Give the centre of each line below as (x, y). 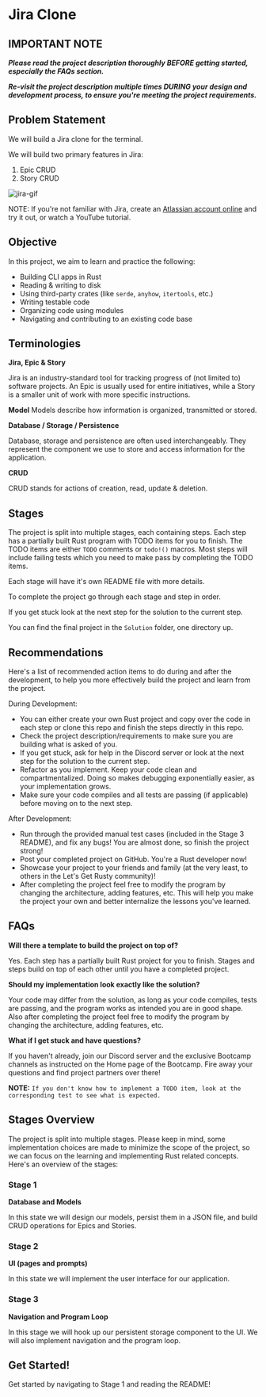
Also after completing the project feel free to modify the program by (119, 1017)
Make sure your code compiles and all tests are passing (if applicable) (134, 795)
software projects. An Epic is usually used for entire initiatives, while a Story (132, 387)
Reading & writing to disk (60, 285)
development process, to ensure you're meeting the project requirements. (133, 95)
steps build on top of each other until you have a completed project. (119, 969)
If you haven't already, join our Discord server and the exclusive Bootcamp (130, 1055)
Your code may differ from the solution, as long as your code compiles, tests (133, 999)
